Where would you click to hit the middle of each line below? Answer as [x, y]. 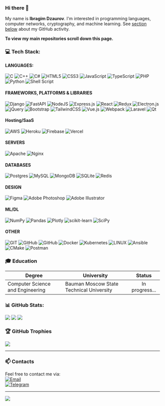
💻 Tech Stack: [23, 52]
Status [144, 276]
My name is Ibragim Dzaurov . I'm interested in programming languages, [78, 19]
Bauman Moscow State [92, 284]
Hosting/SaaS [20, 120]
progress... [144, 290]
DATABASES [18, 165]
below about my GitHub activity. [37, 29]
